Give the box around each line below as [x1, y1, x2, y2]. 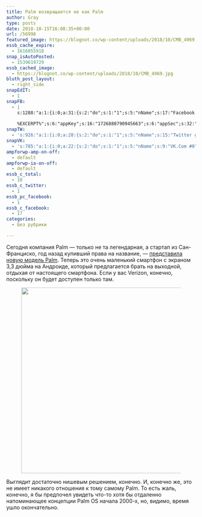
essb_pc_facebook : [6, 193, 52, 199]
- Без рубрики [11, 222, 47, 228]
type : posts [6, 20, 36, 26]
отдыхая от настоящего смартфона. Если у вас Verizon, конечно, [6, 269, 173, 276]
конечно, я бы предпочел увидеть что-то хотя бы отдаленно [6, 490, 162, 498]
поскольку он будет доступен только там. [6, 275, 114, 283]
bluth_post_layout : [6, 76, 55, 82]
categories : [6, 216, 36, 222]
